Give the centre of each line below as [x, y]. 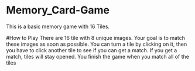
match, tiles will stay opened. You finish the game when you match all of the [97, 56]
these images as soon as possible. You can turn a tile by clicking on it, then [97, 44]
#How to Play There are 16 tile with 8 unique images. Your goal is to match [96, 38]
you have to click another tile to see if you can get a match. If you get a [92, 50]
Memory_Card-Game [58, 10]
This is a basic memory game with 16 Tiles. [58, 26]
